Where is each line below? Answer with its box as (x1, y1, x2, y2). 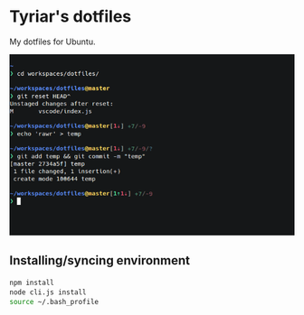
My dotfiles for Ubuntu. (9, 36, 96, 47)
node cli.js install (9, 287, 88, 297)
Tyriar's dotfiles (9, 6, 132, 27)
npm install (9, 278, 54, 287)
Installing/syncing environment (9, 253, 191, 268)
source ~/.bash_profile (9, 297, 100, 306)
